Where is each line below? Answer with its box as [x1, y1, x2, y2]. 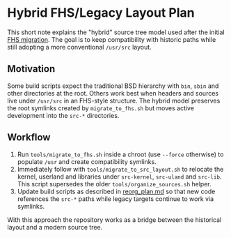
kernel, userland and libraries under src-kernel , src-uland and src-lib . [17, 172, 222, 181]
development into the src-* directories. [7, 111, 120, 119]
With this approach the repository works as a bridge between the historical [7, 215, 222, 224]
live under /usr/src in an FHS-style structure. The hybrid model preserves [7, 96, 221, 105]
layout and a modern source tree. [7, 223, 103, 231]
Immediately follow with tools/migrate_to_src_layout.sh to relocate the [17, 165, 224, 173]
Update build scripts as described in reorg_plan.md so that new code [17, 187, 216, 195]
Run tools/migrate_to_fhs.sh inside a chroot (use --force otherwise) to [17, 150, 224, 158]
